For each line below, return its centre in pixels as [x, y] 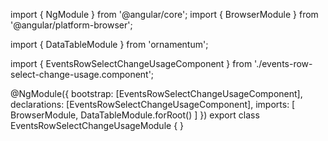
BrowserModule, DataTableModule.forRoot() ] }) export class [135, 115]
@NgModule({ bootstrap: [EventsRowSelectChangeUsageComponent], [156, 93]
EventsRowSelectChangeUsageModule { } [97, 125]
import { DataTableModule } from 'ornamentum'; [109, 44]
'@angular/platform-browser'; [71, 25]
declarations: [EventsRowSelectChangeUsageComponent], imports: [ [153, 104]
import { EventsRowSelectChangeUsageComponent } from [131, 63]
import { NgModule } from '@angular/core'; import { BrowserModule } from [164, 14]
